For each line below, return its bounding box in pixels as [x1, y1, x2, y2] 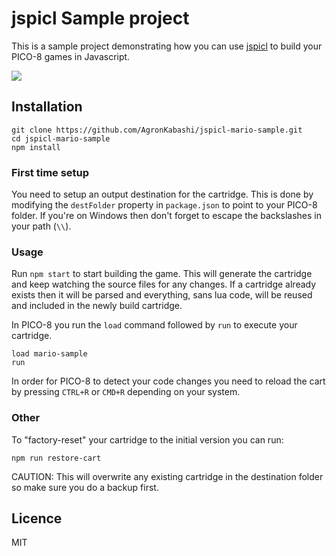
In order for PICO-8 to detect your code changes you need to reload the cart [11, 375, 326, 387]
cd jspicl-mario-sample [11, 133, 111, 144]
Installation [11, 98, 83, 116]
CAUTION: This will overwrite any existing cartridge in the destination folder [11, 470, 324, 482]
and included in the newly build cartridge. [11, 300, 183, 312]
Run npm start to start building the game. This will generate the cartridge [11, 268, 313, 280]
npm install [11, 142, 61, 152]
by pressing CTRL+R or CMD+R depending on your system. [11, 386, 241, 398]
